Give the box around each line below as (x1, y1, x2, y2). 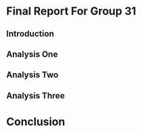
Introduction (6, 29, 55, 39)
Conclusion (6, 114, 66, 128)
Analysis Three (6, 90, 65, 101)
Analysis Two (6, 70, 59, 80)
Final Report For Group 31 (6, 4, 137, 18)
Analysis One (6, 49, 58, 59)
